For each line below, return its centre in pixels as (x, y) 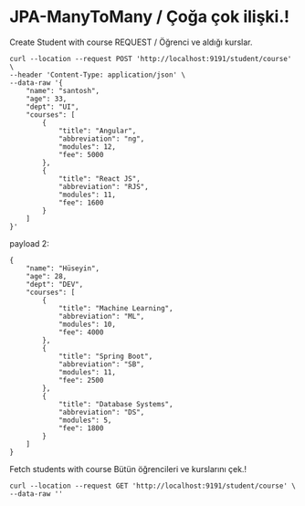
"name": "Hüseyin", (63, 268)
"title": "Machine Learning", (116, 308)
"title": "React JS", (100, 179)
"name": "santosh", (63, 90)
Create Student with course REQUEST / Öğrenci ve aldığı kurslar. (131, 42)
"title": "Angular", (97, 131)
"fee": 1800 (81, 428)
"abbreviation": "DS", (101, 412)
